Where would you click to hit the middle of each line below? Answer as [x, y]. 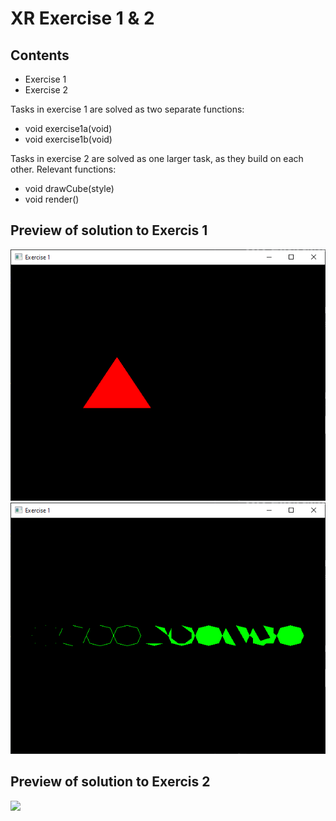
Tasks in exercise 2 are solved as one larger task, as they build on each [157, 158]
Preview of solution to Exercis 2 [110, 782]
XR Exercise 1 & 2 [82, 18]
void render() [52, 199]
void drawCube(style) [69, 188]
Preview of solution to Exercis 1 [109, 230]
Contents [40, 55]
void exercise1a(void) [68, 128]
